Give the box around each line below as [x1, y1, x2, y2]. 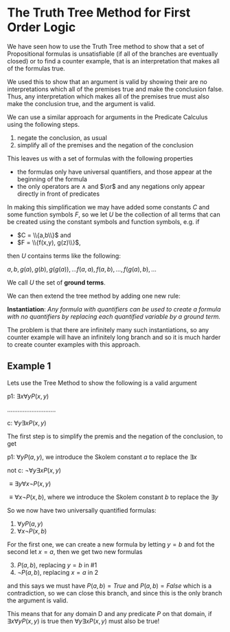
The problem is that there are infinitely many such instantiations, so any [7, 325, 209, 334]
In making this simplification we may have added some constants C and [7, 203, 210, 211]
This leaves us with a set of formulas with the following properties [7, 154, 194, 163]
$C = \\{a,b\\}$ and [16, 231, 71, 239]
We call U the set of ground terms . [7, 278, 106, 287]
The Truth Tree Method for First [7, 5, 191, 21]
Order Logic [7, 19, 76, 35]
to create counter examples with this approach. [7, 340, 141, 349]
